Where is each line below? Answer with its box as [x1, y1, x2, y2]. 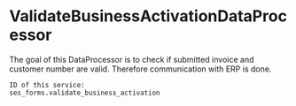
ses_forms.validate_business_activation [9, 88, 161, 97]
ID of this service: [9, 80, 86, 89]
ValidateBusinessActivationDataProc [9, 6, 288, 26]
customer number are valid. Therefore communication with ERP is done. [9, 64, 272, 74]
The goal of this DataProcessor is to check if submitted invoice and [9, 54, 254, 64]
